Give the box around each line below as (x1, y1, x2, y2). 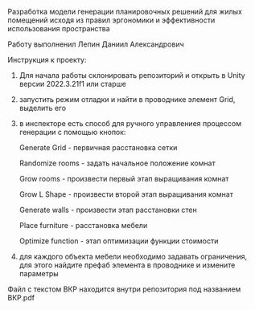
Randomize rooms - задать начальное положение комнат (19, 158, 216, 168)
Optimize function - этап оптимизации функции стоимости (19, 236, 219, 246)
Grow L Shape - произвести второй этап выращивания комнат (19, 190, 234, 199)
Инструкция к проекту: (7, 55, 87, 64)
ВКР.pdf (7, 293, 35, 302)
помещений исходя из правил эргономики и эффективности (7, 15, 216, 25)
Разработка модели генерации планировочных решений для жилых (7, 7, 243, 16)
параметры (19, 269, 60, 278)
